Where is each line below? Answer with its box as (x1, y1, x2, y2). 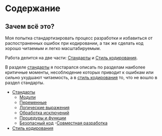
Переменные (19, 100, 47, 105)
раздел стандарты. (5, 80, 45, 85)
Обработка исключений (19, 110, 70, 116)
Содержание (5, 3, 61, 14)
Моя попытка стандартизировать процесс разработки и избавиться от (5, 35, 153, 41)
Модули (19, 94, 36, 100)
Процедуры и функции (19, 115, 67, 120)
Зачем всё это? (5, 22, 55, 31)
